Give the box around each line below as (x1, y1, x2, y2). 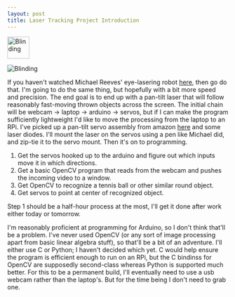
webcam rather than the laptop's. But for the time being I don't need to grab (7, 275, 227, 284)
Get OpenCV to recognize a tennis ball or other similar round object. (17, 180, 214, 190)
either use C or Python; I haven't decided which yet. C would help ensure (7, 245, 219, 253)
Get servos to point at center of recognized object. (17, 188, 164, 197)
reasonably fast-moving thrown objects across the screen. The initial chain (7, 100, 223, 109)
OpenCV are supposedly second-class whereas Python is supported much (7, 260, 224, 269)
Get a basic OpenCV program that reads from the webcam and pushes (17, 166, 222, 174)
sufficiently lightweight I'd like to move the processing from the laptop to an (7, 115, 226, 124)
